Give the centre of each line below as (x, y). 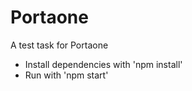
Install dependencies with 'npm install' (103, 64)
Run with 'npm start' (66, 75)
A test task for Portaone (59, 45)
